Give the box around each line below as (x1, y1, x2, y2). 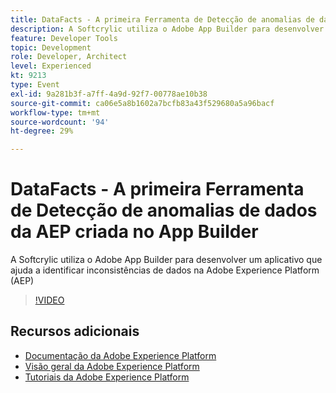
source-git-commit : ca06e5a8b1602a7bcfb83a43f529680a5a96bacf (10, 98, 275, 108)
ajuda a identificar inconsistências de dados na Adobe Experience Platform (10, 264, 320, 276)
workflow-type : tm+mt (10, 107, 101, 118)
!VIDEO (34, 294, 65, 306)
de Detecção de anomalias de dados (10, 199, 318, 222)
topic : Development (10, 42, 92, 53)
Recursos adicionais (10, 323, 140, 340)
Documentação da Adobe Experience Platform (24, 349, 217, 361)
